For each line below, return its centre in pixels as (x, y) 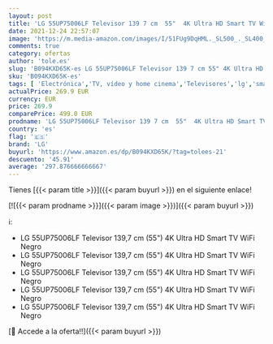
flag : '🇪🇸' (28, 136)
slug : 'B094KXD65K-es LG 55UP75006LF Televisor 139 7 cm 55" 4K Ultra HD (136, 69)
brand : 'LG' (28, 144)
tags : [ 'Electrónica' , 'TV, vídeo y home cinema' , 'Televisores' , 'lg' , (130, 84)
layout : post (30, 16)
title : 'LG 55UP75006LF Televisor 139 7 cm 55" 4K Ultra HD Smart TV (132, 24)
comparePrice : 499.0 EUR (50, 114)
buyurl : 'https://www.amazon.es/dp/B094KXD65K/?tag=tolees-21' (118, 152)
